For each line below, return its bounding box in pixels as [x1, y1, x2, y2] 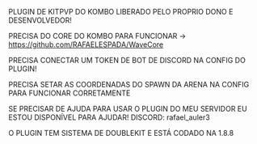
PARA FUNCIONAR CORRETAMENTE [8, 88, 131, 98]
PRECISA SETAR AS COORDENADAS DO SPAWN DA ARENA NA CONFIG [8, 80, 250, 89]
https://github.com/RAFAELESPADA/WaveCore [8, 40, 164, 49]
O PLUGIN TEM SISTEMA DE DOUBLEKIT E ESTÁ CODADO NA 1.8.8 [8, 129, 234, 138]
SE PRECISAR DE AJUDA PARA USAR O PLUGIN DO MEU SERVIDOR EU [8, 104, 248, 113]
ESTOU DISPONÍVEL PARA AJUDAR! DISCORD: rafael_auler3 [8, 112, 210, 122]
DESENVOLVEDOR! [8, 15, 73, 25]
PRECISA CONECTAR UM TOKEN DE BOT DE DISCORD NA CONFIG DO [8, 56, 246, 65]
